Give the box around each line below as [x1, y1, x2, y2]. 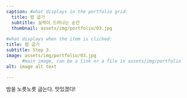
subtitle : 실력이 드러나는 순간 [11, 19, 80, 25]
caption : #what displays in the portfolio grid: [6, 8, 128, 15]
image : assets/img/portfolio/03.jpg [6, 53, 96, 58]
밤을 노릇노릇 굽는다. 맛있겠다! [6, 86, 76, 93]
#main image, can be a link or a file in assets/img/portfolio [21, 58, 182, 64]
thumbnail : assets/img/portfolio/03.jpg [11, 25, 112, 31]
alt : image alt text [6, 63, 57, 70]
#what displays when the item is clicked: [6, 36, 112, 42]
